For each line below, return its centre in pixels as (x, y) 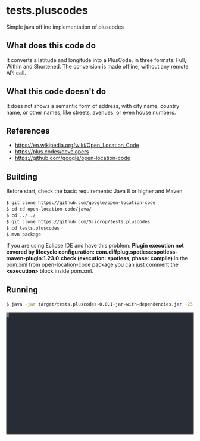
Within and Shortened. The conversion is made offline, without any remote (97, 66)
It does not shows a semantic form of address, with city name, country (93, 106)
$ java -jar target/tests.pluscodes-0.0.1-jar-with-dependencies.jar (94, 304)
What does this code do (51, 46)
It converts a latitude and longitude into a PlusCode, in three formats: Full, (96, 60)
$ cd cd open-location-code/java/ (49, 209)
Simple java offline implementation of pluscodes (65, 27)
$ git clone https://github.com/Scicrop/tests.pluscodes (78, 221)
